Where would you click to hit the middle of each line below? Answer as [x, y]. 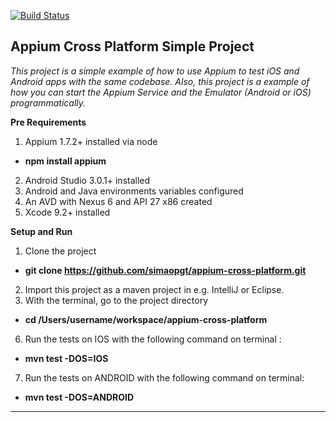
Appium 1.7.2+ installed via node [91, 141]
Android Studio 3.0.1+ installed [87, 180]
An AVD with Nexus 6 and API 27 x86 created [118, 201]
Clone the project [60, 251]
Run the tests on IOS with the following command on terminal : [153, 339]
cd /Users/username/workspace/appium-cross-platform [146, 319]
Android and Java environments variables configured [134, 191]
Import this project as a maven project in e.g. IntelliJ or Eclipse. [154, 289]
